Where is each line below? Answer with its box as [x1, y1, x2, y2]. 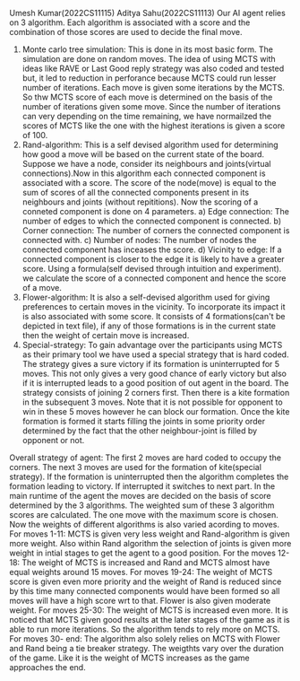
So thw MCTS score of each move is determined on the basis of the [21, 92, 273, 102]
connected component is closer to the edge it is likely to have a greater [21, 254, 285, 264]
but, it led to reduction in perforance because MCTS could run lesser [21, 73, 277, 83]
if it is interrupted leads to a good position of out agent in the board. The [21, 378, 289, 389]
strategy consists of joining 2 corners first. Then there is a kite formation [21, 388, 290, 397]
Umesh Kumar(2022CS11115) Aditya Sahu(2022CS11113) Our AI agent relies [9, 8, 287, 18]
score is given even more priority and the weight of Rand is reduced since [9, 576, 282, 587]
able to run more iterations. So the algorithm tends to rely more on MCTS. [9, 624, 280, 634]
